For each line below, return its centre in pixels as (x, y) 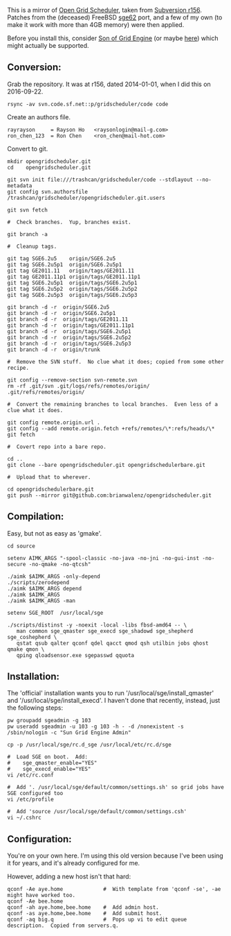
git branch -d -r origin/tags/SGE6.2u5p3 (69, 343)
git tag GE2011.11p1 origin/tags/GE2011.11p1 (74, 277)
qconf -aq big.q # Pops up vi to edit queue (97, 920)
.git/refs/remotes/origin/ (46, 392)
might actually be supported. (48, 45)
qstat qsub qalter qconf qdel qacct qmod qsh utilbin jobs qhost (112, 643)
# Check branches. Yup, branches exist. (69, 222)
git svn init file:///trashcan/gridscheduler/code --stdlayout (100, 180)
